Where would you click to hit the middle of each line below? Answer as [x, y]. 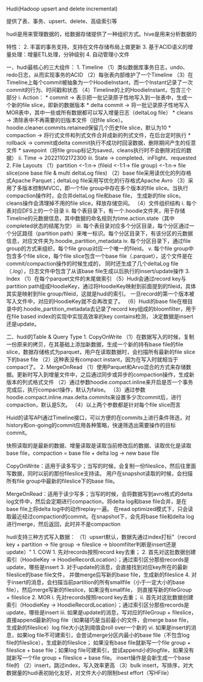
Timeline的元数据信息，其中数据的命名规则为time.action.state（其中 [91, 218]
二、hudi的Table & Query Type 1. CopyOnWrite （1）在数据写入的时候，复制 [100, 337]
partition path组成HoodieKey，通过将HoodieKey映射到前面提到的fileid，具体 [101, 286]
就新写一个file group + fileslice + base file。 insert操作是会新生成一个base [98, 658]
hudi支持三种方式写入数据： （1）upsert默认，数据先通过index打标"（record [101, 537]
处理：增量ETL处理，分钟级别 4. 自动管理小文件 [70, 54]
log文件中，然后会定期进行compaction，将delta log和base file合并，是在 [97, 501]
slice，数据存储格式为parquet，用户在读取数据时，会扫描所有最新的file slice [101, 352]
